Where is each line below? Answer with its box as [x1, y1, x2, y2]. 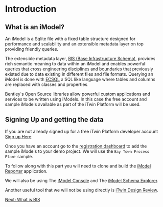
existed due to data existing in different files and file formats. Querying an [5, 71, 153, 77]
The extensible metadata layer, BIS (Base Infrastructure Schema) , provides [5, 56, 156, 62]
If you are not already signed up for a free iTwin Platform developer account [5, 128, 158, 134]
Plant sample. [5, 153, 33, 159]
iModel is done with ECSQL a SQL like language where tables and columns [5, 77, 156, 82]
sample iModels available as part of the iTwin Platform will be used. [5, 102, 141, 107]
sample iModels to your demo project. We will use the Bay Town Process [5, 148, 150, 154]
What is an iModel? [5, 23, 65, 31]
